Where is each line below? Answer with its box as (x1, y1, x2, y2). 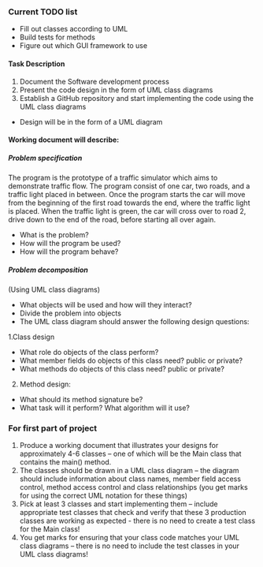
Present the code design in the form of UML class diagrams (19, 85, 213, 95)
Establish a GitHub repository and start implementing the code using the (19, 93, 254, 103)
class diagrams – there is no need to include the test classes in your (19, 541, 240, 550)
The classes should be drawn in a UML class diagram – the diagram (19, 466, 239, 476)
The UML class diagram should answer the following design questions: (19, 317, 250, 326)
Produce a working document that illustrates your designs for (19, 441, 219, 450)
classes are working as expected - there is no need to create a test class (19, 516, 256, 526)
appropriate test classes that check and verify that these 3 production (19, 508, 246, 517)
